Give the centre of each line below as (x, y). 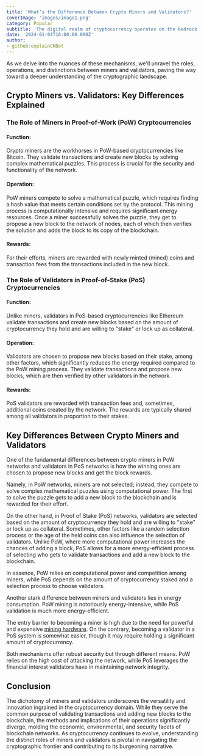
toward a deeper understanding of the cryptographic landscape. (87, 76)
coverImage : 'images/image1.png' (49, 18)
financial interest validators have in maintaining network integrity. (88, 667)
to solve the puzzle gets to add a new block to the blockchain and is (91, 498)
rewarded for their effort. (37, 504)
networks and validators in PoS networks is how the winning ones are (93, 466)
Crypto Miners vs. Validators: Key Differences (95, 96)
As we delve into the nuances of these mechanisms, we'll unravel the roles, (101, 63)
